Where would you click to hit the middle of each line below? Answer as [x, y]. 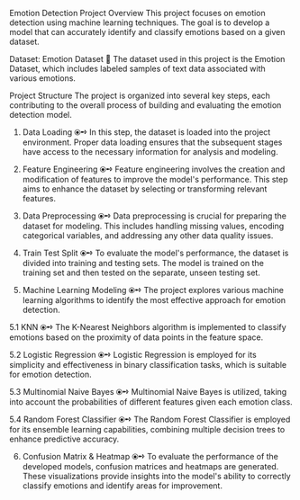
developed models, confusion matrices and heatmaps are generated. [150, 466]
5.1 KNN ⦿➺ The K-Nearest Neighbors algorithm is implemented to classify [148, 327]
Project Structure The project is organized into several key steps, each [140, 95]
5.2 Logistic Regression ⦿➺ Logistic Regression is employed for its [133, 355]
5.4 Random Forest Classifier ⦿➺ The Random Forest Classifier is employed [150, 419]
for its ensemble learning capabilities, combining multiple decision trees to [147, 429]
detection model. [41, 115]
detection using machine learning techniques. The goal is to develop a [140, 22]
